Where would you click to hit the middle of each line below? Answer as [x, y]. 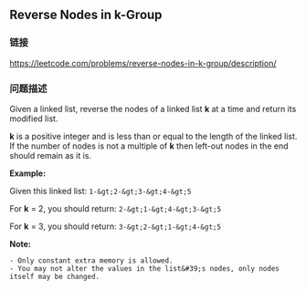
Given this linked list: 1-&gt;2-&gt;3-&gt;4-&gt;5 [100, 191]
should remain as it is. [51, 155]
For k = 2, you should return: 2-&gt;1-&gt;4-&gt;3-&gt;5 [116, 208]
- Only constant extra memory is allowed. [91, 260]
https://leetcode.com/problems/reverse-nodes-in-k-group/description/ [143, 63]
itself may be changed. [55, 276]
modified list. [34, 119]
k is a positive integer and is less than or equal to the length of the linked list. [153, 136]
